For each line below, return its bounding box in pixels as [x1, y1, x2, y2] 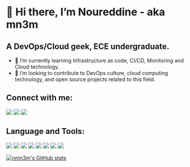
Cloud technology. [14, 63, 60, 70]
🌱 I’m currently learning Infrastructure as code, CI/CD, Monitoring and [14, 57, 184, 64]
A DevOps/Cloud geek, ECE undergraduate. [6, 41, 170, 51]
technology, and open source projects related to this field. [14, 76, 156, 83]
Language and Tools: [6, 126, 85, 136]
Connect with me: [6, 93, 73, 103]
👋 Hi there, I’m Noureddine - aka [6, 5, 165, 19]
